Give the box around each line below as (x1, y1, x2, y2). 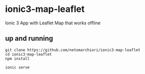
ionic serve (5, 65, 30, 70)
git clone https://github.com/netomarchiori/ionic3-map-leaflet (5, 47, 141, 53)
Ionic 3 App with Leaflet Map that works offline (5, 20, 100, 26)
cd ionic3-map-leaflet (5, 52, 52, 57)
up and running (5, 34, 53, 43)
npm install (5, 56, 30, 61)
